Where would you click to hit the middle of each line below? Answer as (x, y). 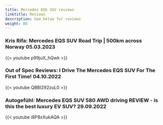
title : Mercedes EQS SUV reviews (40, 10)
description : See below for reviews (43, 19)
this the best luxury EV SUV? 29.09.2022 (56, 106)
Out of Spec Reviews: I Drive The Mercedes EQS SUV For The (80, 71)
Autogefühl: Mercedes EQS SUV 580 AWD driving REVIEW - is (81, 100)
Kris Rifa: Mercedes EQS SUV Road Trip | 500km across (74, 41)
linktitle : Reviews (25, 14)
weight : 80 (16, 23)
